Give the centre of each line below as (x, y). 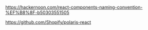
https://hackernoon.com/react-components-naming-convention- (74, 7)
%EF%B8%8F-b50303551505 (37, 12)
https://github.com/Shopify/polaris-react (48, 22)
